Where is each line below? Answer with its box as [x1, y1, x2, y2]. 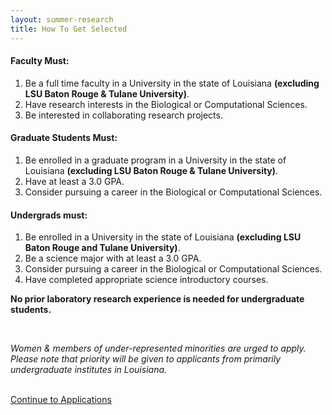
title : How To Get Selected [10, 24, 128, 34]
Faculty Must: [10, 55, 70, 67]
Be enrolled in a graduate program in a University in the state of [24, 154, 287, 166]
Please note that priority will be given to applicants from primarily [10, 353, 282, 365]
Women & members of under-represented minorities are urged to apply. [10, 342, 307, 355]
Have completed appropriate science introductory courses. [24, 274, 269, 286]
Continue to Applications [10, 394, 112, 406]
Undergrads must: [10, 209, 88, 221]
